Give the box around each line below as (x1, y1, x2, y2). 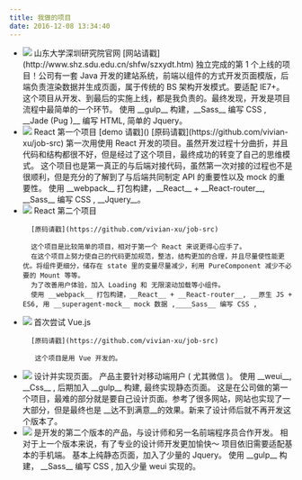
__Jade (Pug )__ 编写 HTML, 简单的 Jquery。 (22, 114, 187, 126)
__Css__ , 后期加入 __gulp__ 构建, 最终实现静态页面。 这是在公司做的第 (22, 382, 280, 393)
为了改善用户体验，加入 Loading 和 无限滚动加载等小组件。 (31, 280, 226, 289)
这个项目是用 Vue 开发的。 (34, 353, 122, 363)
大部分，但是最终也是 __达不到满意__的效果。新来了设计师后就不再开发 (22, 404, 284, 415)
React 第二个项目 (33, 204, 97, 216)
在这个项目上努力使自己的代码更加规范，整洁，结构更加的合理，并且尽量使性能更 (31, 251, 285, 261)
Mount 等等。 (40, 271, 85, 280)
